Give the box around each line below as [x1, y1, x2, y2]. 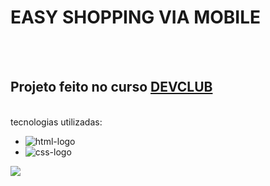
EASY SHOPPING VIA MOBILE [10, 6, 262, 29]
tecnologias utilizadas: [10, 116, 103, 128]
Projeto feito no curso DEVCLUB [10, 79, 213, 96]
